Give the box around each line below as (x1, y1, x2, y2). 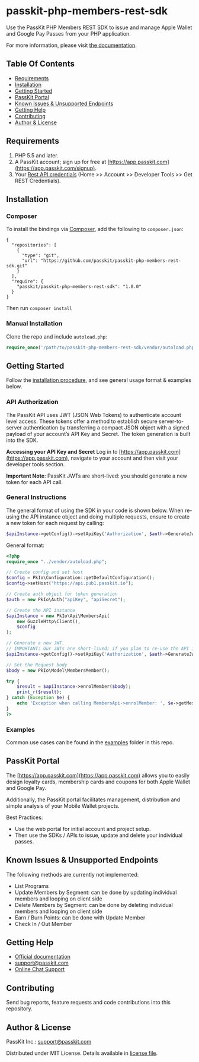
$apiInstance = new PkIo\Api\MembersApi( (6, 613, 110, 619)
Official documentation (14, 953, 71, 960)
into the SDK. (6, 437, 38, 444)
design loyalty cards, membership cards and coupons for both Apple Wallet (6, 778, 191, 785)
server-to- (158, 418, 184, 425)
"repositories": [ (11, 242, 57, 248)
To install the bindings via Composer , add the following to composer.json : (6, 226, 184, 233)
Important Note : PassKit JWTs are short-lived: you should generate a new (6, 472, 188, 479)
